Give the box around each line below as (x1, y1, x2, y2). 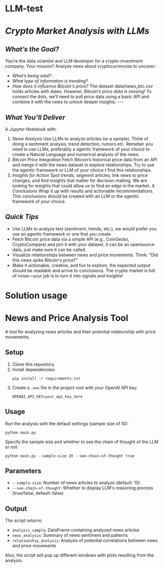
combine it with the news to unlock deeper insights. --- (12, 99, 124, 105)
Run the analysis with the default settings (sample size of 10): (5, 420, 129, 426)
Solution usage (5, 290, 68, 301)
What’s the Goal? (5, 45, 60, 53)
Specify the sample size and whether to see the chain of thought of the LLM (5, 439, 159, 445)
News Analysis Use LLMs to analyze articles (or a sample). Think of (12, 136, 148, 142)
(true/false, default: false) (12, 490, 64, 496)
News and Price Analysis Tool (5, 313, 129, 324)
